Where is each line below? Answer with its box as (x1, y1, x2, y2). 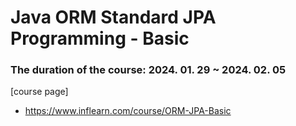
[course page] (10, 86, 69, 98)
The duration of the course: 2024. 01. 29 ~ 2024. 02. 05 (10, 63, 287, 77)
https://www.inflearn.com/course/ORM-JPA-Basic (24, 105, 232, 117)
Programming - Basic (10, 27, 190, 50)
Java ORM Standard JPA (10, 6, 217, 29)
